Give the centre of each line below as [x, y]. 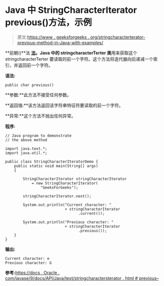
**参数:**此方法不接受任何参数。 [38, 95]
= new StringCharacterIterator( [65, 183]
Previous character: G [28, 263]
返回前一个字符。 [35, 65]
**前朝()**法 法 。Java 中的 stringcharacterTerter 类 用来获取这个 [71, 53]
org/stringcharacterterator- [118, 37]
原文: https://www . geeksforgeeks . [53, 37]
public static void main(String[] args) [56, 166]
